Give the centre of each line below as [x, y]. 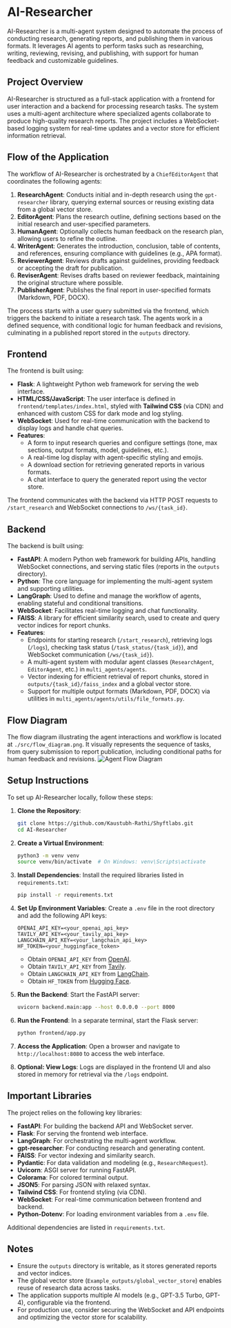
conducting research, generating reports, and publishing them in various [110, 38]
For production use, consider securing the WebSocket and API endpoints [121, 1309]
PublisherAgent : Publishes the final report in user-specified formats [114, 290]
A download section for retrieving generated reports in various [116, 465]
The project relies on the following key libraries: [75, 1113]
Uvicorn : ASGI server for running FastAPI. [77, 1170]
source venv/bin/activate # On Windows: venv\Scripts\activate [111, 862]
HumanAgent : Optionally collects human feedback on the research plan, [120, 231]
